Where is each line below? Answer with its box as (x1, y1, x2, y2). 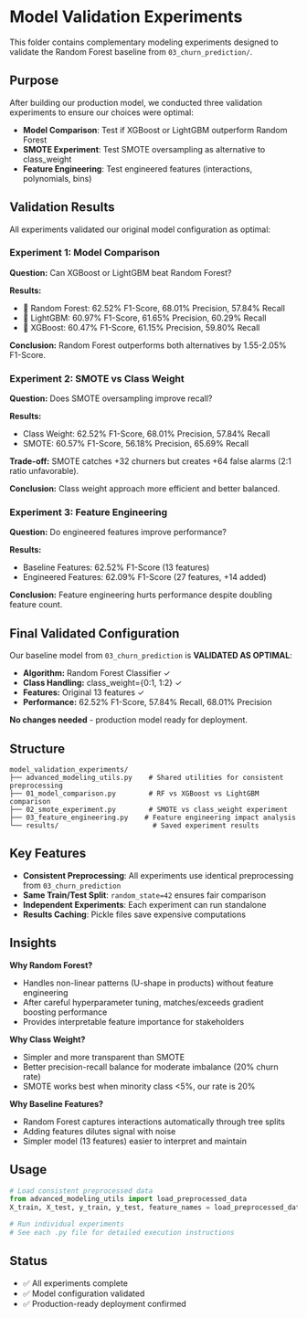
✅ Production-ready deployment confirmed (22, 1298, 187, 1309)
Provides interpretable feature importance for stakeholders (22, 1016, 245, 1027)
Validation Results (9, 199, 115, 216)
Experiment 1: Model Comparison (9, 247, 160, 259)
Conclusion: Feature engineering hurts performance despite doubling (9, 589, 272, 600)
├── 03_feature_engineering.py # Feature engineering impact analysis (9, 813, 297, 823)
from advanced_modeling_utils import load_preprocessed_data (9, 1195, 248, 1204)
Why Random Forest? (9, 959, 93, 970)
